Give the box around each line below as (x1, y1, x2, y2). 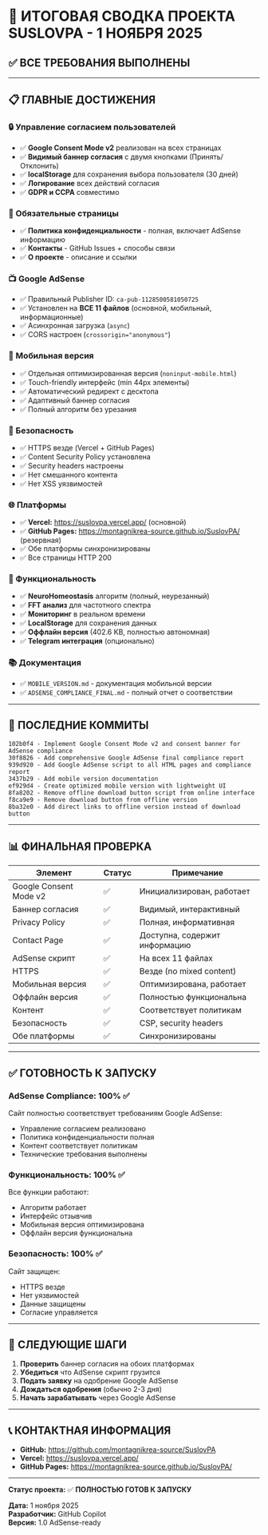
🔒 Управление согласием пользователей (8, 121, 176, 133)
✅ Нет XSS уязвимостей (19, 478, 103, 488)
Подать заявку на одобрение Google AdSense (19, 1376, 179, 1386)
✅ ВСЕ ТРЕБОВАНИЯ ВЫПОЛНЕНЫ (8, 56, 191, 69)
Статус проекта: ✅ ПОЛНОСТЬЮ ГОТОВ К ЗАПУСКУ (8, 1485, 192, 1494)
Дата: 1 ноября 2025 (8, 1501, 79, 1510)
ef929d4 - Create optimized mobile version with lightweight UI (8, 782, 227, 790)
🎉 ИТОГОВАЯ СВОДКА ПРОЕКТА (8, 7, 235, 26)
